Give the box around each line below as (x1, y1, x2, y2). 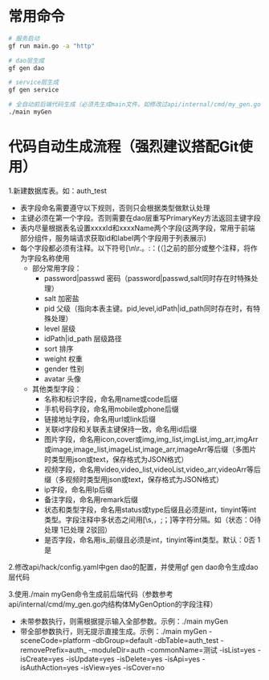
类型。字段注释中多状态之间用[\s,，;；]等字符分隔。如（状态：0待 (43, 514, 262, 524)
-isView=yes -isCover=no (79, 662, 165, 672)
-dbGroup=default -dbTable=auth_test (92, 635, 219, 645)
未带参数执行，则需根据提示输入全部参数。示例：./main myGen (19, 616, 229, 626)
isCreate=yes (19, 653, 64, 664)
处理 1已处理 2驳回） (43, 525, 112, 534)
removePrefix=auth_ (19, 645, 87, 654)
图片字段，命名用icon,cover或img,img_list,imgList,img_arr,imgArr (43, 434, 259, 443)
